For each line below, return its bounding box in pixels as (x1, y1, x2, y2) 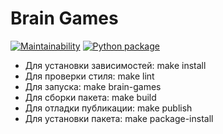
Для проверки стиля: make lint (24, 70, 155, 82)
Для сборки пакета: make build (24, 91, 157, 103)
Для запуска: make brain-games (24, 80, 162, 92)
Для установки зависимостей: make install (24, 59, 207, 71)
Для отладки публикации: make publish (24, 102, 193, 114)
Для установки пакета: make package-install (24, 112, 214, 124)
